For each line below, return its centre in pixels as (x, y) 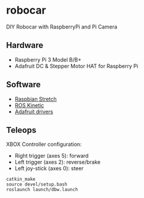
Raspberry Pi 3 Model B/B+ (48, 59)
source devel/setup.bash (37, 184)
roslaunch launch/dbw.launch (42, 190)
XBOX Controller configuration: (44, 144)
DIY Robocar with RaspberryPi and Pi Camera (62, 27)
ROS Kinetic (29, 105)
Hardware (25, 45)
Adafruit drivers (34, 111)
